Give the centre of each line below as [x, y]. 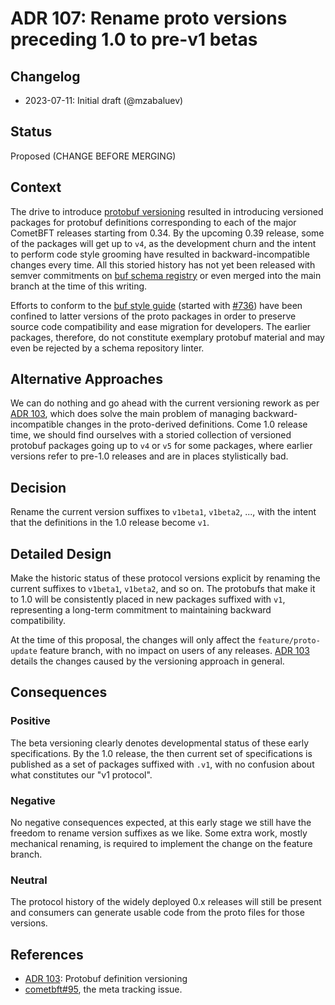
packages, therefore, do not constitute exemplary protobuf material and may [167, 337]
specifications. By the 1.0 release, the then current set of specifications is [161, 753]
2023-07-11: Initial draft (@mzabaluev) [104, 100]
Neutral [29, 880]
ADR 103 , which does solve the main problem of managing [130, 414]
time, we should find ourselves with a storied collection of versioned [151, 435]
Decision [38, 487]
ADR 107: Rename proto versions [149, 18]
